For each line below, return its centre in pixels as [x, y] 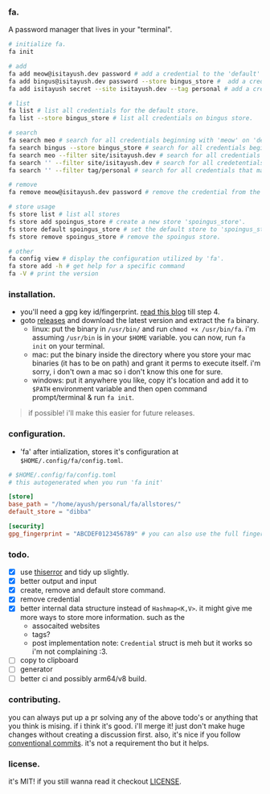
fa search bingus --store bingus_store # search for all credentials [127, 147]
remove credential [50, 599]
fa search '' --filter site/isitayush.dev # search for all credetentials [136, 163]
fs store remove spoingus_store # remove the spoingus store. [115, 237]
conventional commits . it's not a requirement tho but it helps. [109, 742]
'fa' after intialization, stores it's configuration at [99, 451]
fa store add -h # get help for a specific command [96, 267]
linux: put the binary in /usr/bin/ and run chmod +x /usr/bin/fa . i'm [143, 329]
